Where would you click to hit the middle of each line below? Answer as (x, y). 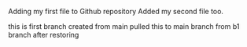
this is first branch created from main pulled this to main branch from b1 (124, 26)
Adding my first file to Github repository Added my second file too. (116, 11)
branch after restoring (44, 35)
